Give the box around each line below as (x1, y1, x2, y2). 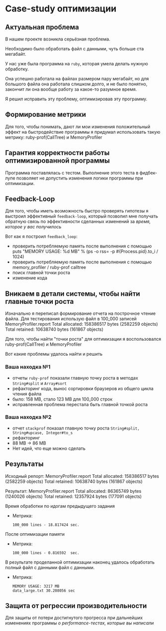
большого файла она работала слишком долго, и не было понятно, (5, 81, 148, 87)
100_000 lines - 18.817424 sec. (12, 522, 80, 527)
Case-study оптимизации (5, 3, 117, 14)
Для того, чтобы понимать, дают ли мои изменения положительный (5, 123, 151, 130)
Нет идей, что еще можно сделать (12, 445, 86, 451)
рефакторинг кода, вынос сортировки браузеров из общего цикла (12, 385, 154, 392)
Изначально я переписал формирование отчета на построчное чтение (5, 310, 156, 317)
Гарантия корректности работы (5, 149, 110, 157)
